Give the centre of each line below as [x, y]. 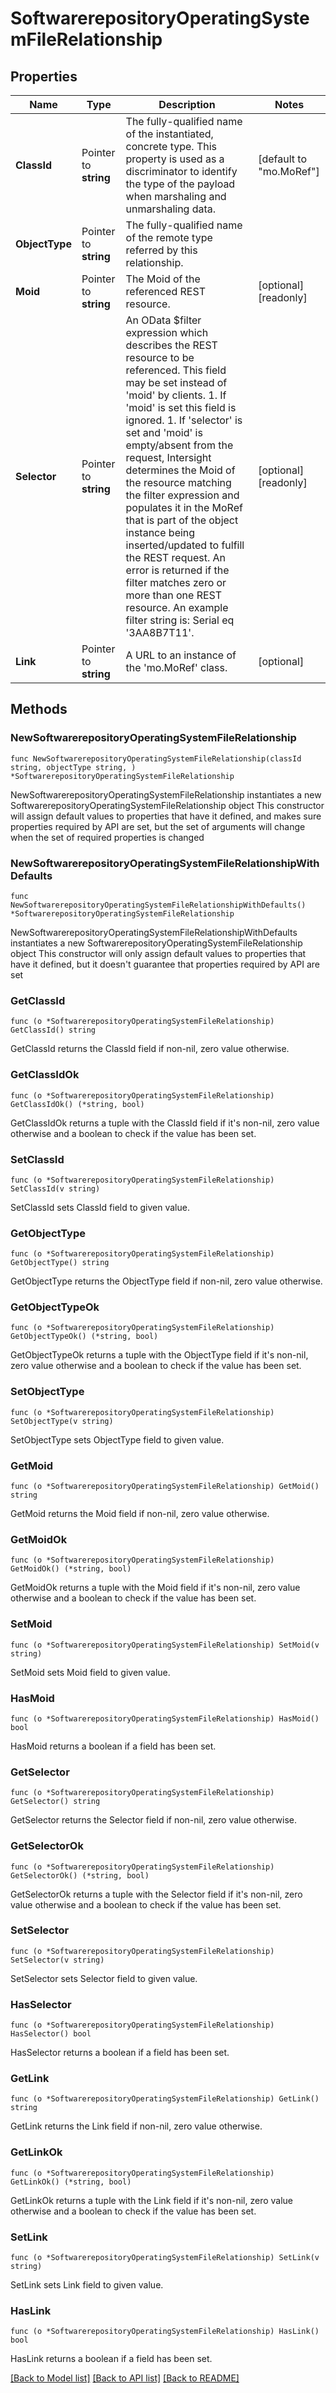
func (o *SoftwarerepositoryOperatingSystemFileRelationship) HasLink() [165, 2332]
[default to [283, 159]
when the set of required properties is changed [107, 837]
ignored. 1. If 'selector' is [184, 420]
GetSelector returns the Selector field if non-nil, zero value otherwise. [154, 1820]
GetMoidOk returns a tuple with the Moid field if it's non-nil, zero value [155, 1588]
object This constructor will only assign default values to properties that [158, 953]
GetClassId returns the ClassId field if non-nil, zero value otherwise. [150, 1049]
